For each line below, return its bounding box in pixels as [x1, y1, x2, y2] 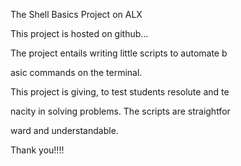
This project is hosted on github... [10, 28, 149, 39]
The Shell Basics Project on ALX [10, 9, 143, 20]
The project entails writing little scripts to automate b [10, 47, 228, 59]
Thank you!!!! [10, 144, 65, 156]
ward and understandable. [10, 125, 119, 136]
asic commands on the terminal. [10, 67, 143, 78]
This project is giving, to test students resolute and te [10, 86, 230, 98]
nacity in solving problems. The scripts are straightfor [10, 105, 231, 117]
